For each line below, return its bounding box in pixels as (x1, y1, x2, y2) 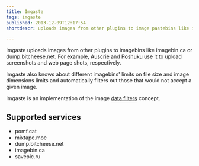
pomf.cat (14, 128, 37, 135)
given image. (6, 84, 38, 91)
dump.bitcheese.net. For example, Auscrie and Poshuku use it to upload (6, 53, 182, 60)
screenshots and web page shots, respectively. (6, 59, 121, 66)
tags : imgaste (6, 14, 41, 20)
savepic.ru (14, 153, 41, 160)
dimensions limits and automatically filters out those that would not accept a (6, 77, 192, 84)
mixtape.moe (14, 134, 47, 141)
